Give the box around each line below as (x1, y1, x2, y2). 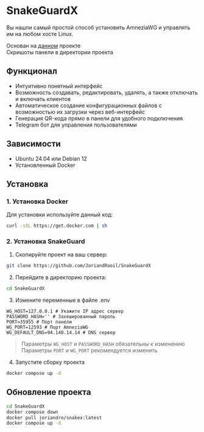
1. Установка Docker (6, 197, 69, 206)
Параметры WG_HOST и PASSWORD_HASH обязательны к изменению (21, 340, 185, 347)
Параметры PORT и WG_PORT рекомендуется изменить (21, 347, 158, 354)
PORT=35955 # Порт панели (6, 319, 72, 326)
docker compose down (6, 409, 59, 415)
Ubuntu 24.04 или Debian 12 (15, 155, 87, 162)
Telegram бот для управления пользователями (15, 121, 137, 128)
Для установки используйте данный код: (6, 211, 113, 218)
